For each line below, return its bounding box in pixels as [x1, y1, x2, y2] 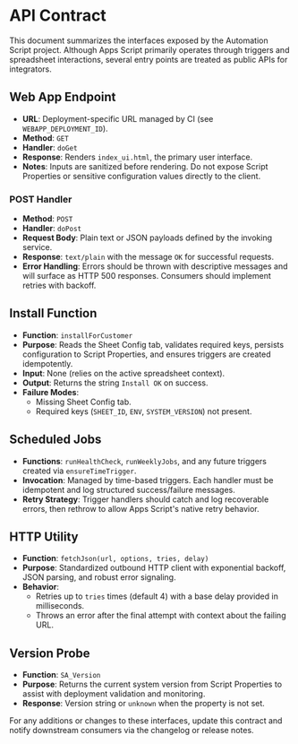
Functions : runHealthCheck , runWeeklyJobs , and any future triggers [21, 455, 267, 466]
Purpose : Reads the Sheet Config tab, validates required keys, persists [21, 339, 285, 350]
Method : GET [21, 132, 69, 143]
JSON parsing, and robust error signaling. [21, 572, 176, 583]
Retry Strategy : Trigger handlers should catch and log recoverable [21, 494, 269, 505]
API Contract [9, 5, 107, 26]
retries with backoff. [21, 280, 97, 291]
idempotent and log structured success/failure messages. [21, 484, 235, 495]
